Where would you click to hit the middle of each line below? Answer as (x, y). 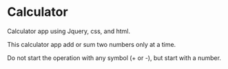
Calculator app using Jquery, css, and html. (69, 31)
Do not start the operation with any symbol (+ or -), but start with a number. (114, 58)
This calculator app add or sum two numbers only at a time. (92, 44)
